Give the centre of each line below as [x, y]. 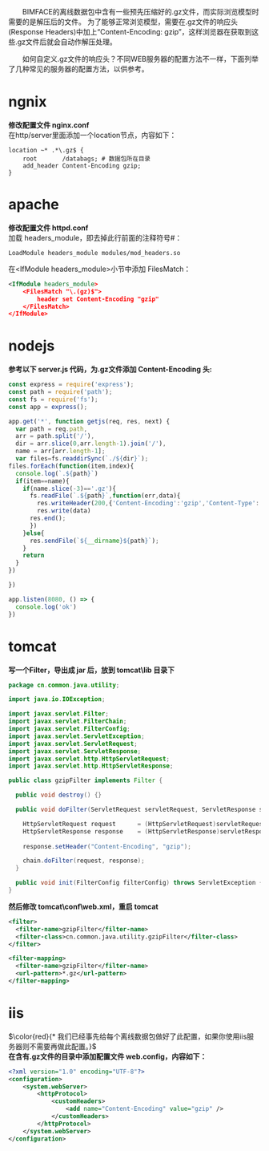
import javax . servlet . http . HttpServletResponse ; [91, 766]
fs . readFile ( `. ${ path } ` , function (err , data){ [105, 496]
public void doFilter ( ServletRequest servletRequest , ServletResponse [136, 809]
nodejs [32, 346]
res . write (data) [64, 511]
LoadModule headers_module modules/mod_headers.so [94, 253]
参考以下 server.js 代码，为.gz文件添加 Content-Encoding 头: [110, 369]
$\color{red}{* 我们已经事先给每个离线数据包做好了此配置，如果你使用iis [128, 1036]
